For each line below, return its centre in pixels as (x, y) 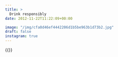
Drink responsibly (28, 14)
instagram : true (21, 36)
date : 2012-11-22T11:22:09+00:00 (39, 18)
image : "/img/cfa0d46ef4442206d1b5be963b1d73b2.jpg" (59, 27)
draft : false (18, 32)
